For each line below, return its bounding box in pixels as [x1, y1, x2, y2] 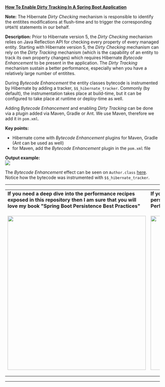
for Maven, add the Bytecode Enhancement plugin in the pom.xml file [12, 145, 151, 151]
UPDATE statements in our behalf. [5, 24, 70, 30]
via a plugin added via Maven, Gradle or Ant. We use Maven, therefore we [5, 110, 155, 116]
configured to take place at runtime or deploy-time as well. [5, 96, 124, 102]
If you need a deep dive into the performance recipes [7, 190, 135, 197]
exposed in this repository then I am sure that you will [7, 197, 137, 203]
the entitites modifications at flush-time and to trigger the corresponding [5, 19, 152, 25]
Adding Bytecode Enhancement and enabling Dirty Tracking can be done [5, 106, 153, 111]
